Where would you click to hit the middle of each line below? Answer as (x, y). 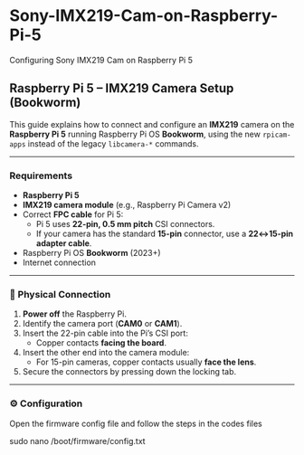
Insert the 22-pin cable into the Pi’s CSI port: (105, 333)
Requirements (41, 175)
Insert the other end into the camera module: (106, 353)
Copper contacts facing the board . (101, 343)
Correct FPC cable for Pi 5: (73, 214)
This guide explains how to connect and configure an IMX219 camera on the (152, 124)
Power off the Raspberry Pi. (74, 314)
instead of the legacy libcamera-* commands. (113, 143)
